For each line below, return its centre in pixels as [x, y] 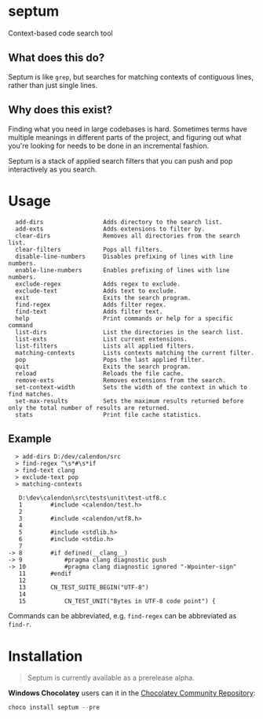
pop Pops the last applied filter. [110, 359]
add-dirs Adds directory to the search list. [119, 222]
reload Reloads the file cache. [100, 373]
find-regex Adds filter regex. [91, 304]
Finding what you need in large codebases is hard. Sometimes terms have [128, 129]
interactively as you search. [53, 169]
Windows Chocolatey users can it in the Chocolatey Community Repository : [132, 693]
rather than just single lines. [53, 85]
